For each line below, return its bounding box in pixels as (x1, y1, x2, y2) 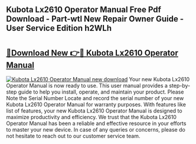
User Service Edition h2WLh (6, 23, 112, 33)
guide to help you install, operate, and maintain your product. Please (18, 88, 184, 95)
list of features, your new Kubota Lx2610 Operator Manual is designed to (6, 107, 182, 114)
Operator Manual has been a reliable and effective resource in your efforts (6, 120, 187, 127)
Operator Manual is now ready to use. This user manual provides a (6, 82, 168, 89)
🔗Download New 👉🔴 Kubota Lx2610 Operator (6, 47, 179, 58)
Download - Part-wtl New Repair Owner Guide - (6, 14, 184, 24)
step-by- (169, 82, 191, 89)
